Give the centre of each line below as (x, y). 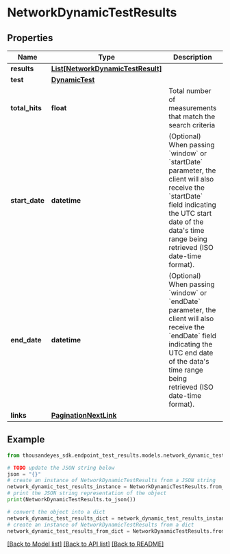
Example (26, 440)
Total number (190, 91)
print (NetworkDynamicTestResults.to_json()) (72, 500)
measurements (193, 108)
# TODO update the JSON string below (61, 468)
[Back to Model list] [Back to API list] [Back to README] (86, 544)
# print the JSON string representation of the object (87, 493)
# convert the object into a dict (56, 512)
